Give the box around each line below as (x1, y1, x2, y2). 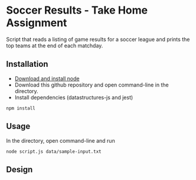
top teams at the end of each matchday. (6, 42, 103, 49)
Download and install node (14, 75, 80, 82)
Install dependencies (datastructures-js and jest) (14, 94, 133, 101)
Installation (6, 59, 48, 69)
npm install (6, 105, 35, 111)
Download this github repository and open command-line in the (14, 81, 169, 88)
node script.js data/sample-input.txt (6, 149, 102, 155)
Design (6, 164, 33, 175)
